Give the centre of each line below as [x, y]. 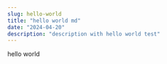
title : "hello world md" [44, 21]
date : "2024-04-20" [36, 27]
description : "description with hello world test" [84, 34]
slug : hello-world [34, 14]
